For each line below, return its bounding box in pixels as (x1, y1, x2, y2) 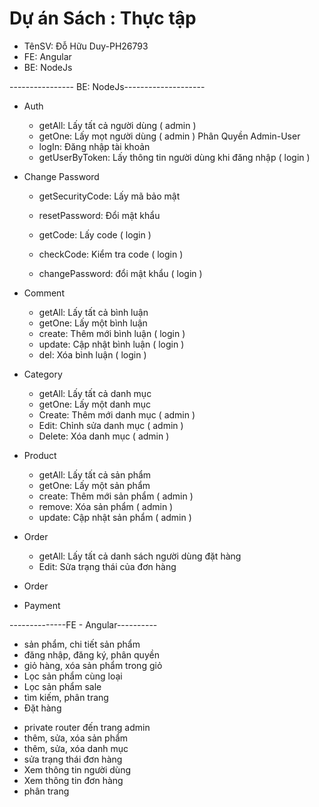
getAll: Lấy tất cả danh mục (38, 387, 152, 399)
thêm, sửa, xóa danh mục (23, 742, 129, 754)
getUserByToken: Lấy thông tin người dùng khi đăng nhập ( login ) (38, 151, 311, 163)
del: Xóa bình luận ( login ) (38, 348, 147, 361)
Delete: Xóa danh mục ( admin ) (38, 430, 170, 442)
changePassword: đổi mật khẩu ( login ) (38, 267, 203, 279)
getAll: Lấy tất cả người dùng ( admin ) (38, 119, 197, 131)
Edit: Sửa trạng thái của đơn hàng (38, 560, 177, 572)
